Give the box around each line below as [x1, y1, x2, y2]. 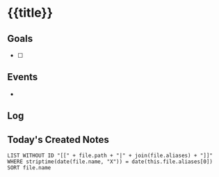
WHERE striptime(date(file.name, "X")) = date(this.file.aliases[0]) [7, 158, 213, 165]
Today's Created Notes [7, 134, 109, 146]
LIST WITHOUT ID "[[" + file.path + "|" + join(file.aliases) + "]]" [7, 152, 213, 160]
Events [7, 71, 38, 83]
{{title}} [7, 5, 54, 21]
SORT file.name [7, 164, 51, 171]
